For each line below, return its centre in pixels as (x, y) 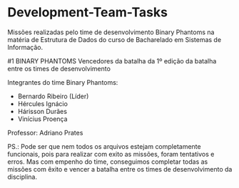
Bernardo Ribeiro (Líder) (53, 96)
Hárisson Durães (42, 111)
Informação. (25, 47)
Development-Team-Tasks (87, 12)
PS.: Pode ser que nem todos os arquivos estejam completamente (104, 146)
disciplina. (22, 177)
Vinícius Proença (42, 119)
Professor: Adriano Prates (45, 132)
